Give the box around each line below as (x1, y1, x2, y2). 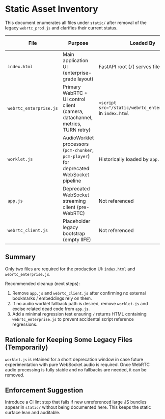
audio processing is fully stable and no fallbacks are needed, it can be (5, 367, 147, 372)
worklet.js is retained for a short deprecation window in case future (5, 356, 143, 362)
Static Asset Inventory (5, 3, 98, 15)
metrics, (62, 120, 82, 127)
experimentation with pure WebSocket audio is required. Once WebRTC (5, 362, 150, 367)
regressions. (12, 321, 38, 327)
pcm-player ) (62, 153, 90, 159)
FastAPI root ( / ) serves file (98, 63, 160, 70)
